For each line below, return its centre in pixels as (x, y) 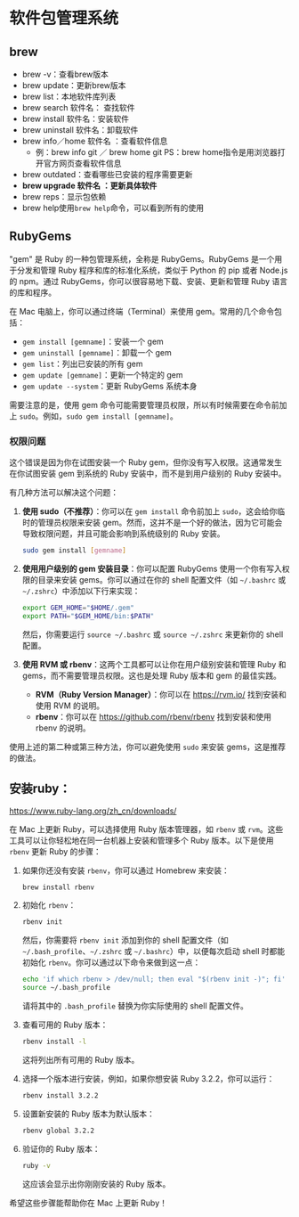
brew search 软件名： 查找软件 (78, 107)
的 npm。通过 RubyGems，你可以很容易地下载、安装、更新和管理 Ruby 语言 (149, 281)
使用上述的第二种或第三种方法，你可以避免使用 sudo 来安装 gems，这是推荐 (148, 747)
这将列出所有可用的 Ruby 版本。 (81, 1059)
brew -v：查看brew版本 (65, 74)
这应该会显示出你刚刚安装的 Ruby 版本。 (96, 1184)
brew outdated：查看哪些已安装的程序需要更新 (107, 174)
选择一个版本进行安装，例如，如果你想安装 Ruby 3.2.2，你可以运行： (148, 1078)
